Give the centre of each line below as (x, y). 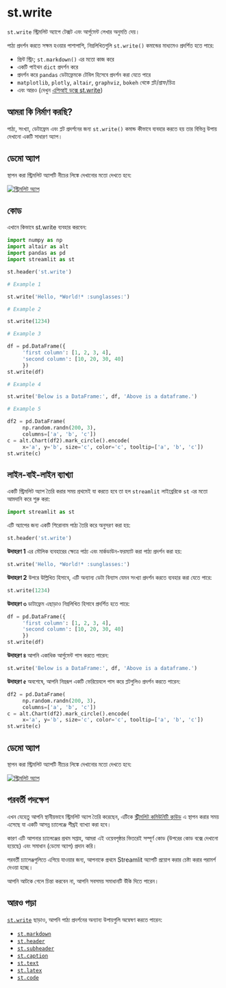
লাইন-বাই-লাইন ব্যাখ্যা (40, 474)
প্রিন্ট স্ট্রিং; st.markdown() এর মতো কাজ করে (65, 59)
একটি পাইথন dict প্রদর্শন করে (48, 67)
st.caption (33, 956)
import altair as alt (38, 247)
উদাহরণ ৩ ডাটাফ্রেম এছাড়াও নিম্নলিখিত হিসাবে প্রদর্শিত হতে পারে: (68, 603)
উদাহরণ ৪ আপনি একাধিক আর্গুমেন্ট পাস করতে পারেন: (58, 655)
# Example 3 (24, 334)
